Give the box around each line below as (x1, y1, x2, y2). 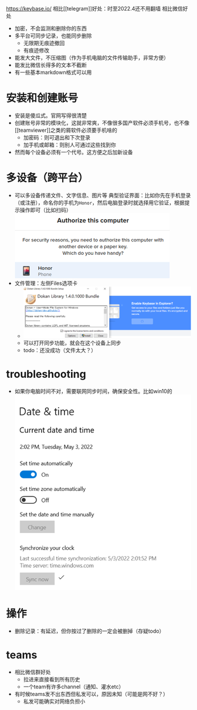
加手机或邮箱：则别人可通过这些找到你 (23, 141, 116, 148)
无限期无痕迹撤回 (23, 40, 65, 46)
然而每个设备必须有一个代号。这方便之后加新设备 (14, 148, 133, 155)
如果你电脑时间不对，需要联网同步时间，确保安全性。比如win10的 (14, 388, 172, 395)
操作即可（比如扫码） (19, 206, 72, 213)
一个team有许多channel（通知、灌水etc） (23, 683, 124, 690)
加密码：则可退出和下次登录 (23, 134, 91, 141)
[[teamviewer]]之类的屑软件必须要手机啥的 (14, 127, 117, 134)
